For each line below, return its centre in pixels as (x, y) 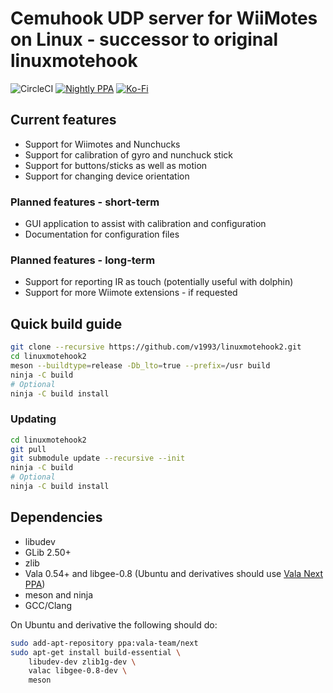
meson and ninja (59, 594)
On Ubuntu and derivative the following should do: (114, 624)
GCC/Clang (48, 605)
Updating (33, 419)
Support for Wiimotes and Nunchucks (102, 144)
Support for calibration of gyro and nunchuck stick (129, 154)
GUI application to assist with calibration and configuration (145, 224)
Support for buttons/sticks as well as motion (116, 165)
